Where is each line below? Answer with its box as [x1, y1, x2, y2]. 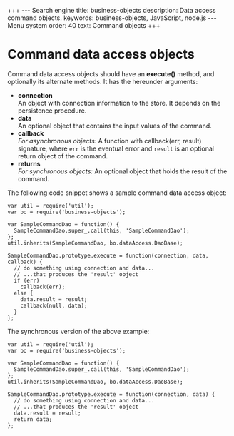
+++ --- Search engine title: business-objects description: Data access [7, 6, 216, 14]
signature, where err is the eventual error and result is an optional [17, 144, 214, 153]
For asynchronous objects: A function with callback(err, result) [17, 136, 202, 145]
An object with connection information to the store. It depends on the [17, 98, 221, 107]
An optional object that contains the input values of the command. [17, 121, 212, 130]
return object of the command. [17, 151, 108, 160]
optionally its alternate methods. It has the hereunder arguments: [7, 77, 198, 86]
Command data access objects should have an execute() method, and [7, 69, 215, 78]
